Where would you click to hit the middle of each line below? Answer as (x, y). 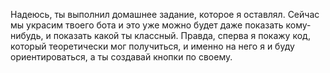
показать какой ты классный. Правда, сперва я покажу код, (182, 35)
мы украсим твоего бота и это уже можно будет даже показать (147, 25)
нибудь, (27, 35)
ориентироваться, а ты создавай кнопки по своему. (121, 57)
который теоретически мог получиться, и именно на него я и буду (152, 46)
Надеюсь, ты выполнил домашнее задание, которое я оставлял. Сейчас (165, 14)
